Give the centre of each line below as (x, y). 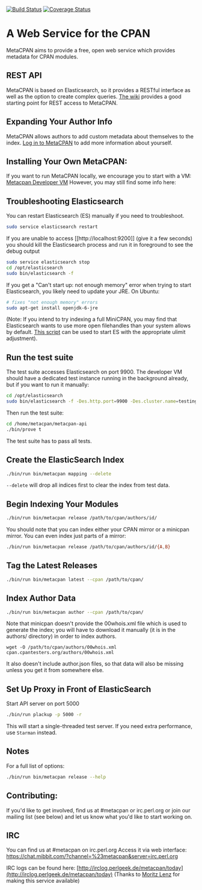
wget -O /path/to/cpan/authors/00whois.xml (62, 647)
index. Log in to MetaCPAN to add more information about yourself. (89, 143)
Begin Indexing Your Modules (63, 504)
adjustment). (22, 338)
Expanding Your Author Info (60, 122)
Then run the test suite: (35, 413)
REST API (24, 76)
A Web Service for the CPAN (78, 34)
